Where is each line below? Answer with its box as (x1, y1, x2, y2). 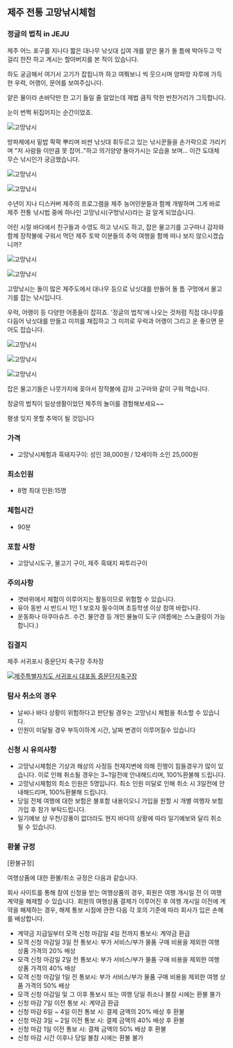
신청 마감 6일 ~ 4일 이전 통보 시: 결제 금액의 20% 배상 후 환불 (17, 1008, 185, 1016)
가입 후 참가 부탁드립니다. (17, 805, 87, 814)
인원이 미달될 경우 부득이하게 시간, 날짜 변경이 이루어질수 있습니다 (17, 725, 196, 734)
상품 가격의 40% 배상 (17, 964, 77, 972)
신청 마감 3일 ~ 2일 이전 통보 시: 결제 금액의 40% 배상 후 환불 (17, 1016, 185, 1024)
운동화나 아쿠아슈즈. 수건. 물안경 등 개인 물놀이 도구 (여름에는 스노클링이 (17, 613, 213, 621)
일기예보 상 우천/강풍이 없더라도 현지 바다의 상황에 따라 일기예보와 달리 (17, 814, 209, 823)
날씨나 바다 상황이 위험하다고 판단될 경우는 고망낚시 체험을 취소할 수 (17, 708, 202, 716)
